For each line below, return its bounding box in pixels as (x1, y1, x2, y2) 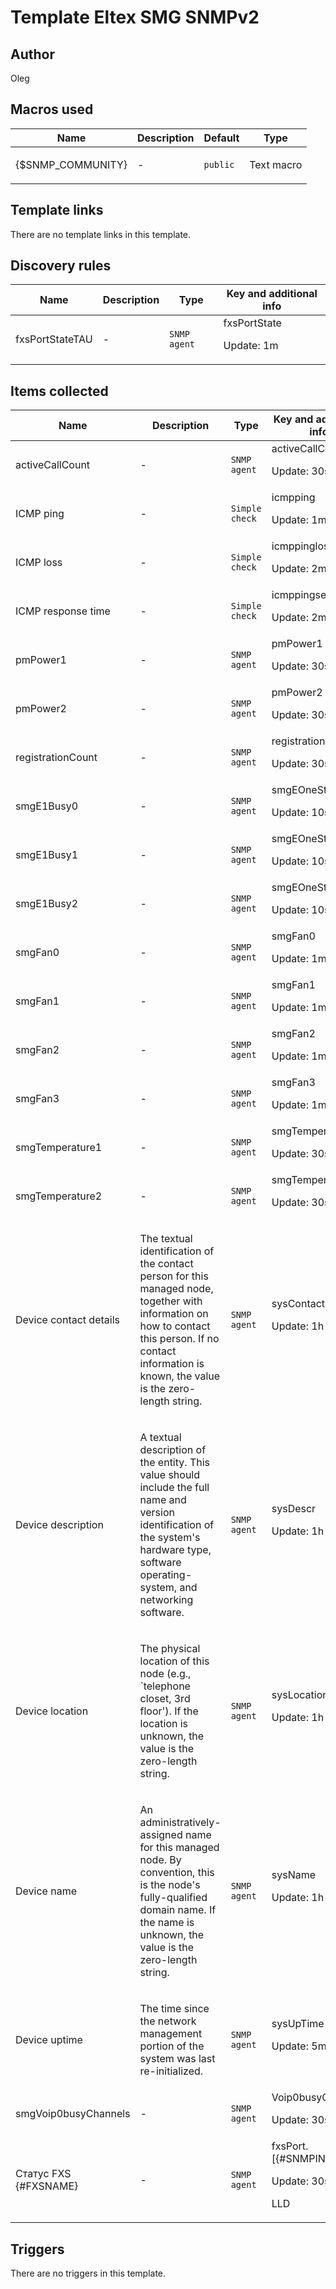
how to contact (139, 1319, 211, 1333)
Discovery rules (10, 257, 112, 275)
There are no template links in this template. (10, 228, 192, 240)
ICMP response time (15, 604, 111, 618)
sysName (271, 1868, 317, 1882)
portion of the (139, 2039, 205, 2053)
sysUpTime (271, 2017, 325, 2031)
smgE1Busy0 (15, 799, 79, 813)
